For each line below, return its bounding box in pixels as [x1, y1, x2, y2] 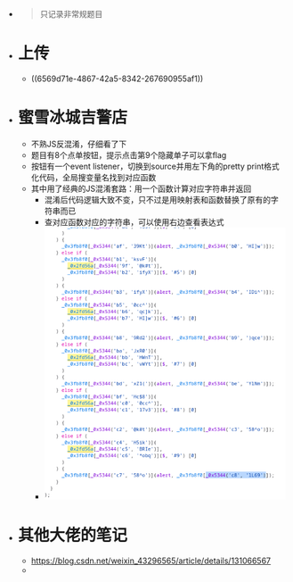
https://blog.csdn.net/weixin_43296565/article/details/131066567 [30, 555, 272, 566]
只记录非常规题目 [39, 9, 103, 19]
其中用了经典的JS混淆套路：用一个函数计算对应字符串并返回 [30, 183, 252, 194]
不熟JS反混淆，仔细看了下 [30, 138, 127, 149]
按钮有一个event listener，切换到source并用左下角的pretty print [30, 161, 265, 171]
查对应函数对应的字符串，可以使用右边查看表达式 [44, 216, 224, 227]
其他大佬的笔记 [17, 526, 127, 545]
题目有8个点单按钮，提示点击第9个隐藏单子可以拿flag [30, 149, 227, 160]
